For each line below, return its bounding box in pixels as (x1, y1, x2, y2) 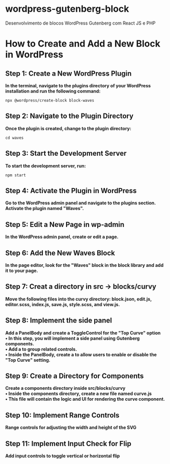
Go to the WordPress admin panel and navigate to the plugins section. (5, 200, 156, 206)
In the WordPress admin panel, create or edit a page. (5, 234, 119, 240)
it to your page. (5, 268, 38, 273)
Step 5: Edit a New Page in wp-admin (5, 220, 125, 229)
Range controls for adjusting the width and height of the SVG (5, 425, 136, 431)
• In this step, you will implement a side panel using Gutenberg (5, 335, 140, 341)
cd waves (5, 135, 24, 141)
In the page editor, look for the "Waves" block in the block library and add (5, 262, 164, 268)
